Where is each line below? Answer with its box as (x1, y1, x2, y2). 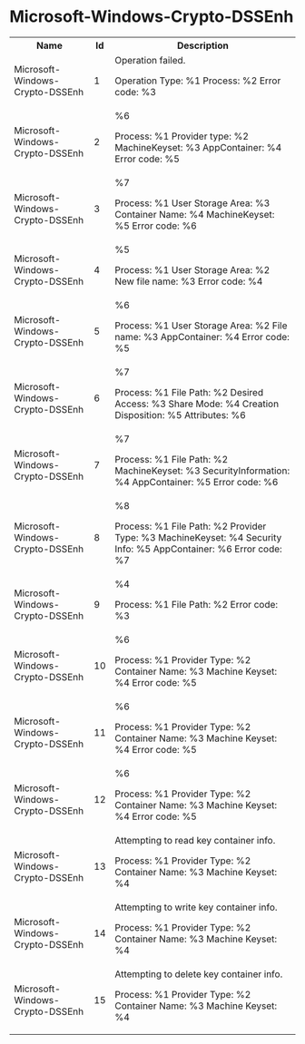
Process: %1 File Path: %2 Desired (114, 385, 264, 398)
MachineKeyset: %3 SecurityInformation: (114, 464, 290, 477)
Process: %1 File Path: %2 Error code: (114, 598, 279, 610)
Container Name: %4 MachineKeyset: (114, 208, 275, 220)
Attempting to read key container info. (114, 834, 276, 846)
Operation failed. (114, 54, 186, 66)
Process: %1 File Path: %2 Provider (114, 520, 267, 532)
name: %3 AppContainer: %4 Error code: (114, 330, 290, 343)
